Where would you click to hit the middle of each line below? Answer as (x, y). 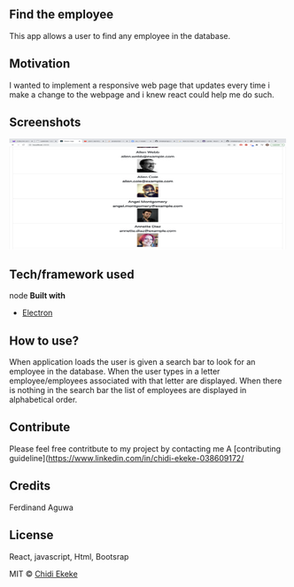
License (31, 535)
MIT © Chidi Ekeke (43, 574)
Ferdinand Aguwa (41, 507)
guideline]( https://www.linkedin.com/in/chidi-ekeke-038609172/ (127, 458)
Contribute (40, 427)
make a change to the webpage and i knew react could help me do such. (142, 94)
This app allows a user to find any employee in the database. (120, 35)
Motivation (40, 64)
